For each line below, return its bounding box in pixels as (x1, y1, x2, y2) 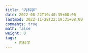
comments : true (5, 21, 38, 27)
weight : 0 (5, 31, 26, 36)
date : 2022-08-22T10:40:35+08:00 (5, 12, 76, 17)
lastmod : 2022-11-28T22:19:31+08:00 (5, 17, 83, 22)
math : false (5, 26, 31, 31)
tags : (5, 36, 17, 41)
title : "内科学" (5, 7, 38, 13)
